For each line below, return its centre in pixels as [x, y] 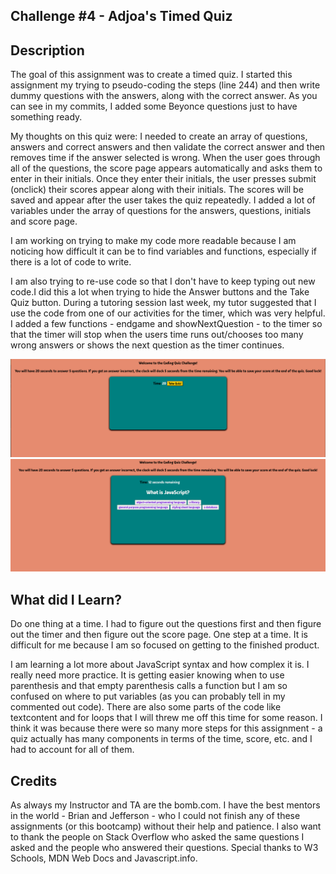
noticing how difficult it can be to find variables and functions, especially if [164, 251]
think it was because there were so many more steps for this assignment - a [166, 728]
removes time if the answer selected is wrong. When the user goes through [165, 158]
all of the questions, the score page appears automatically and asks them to [166, 168]
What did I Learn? [66, 599]
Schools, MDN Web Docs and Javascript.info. [104, 858]
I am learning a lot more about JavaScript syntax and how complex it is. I [160, 665]
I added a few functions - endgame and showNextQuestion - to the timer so [166, 324]
